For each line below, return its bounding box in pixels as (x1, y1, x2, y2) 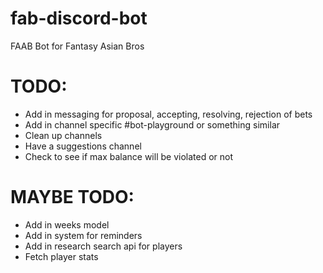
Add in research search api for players (24, 240, 183, 252)
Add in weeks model (24, 218, 110, 231)
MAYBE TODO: (10, 186, 135, 209)
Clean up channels (24, 129, 103, 141)
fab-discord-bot (10, 7, 148, 30)
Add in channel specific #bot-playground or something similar (24, 118, 281, 131)
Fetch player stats (24, 250, 99, 262)
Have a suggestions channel (24, 140, 142, 152)
